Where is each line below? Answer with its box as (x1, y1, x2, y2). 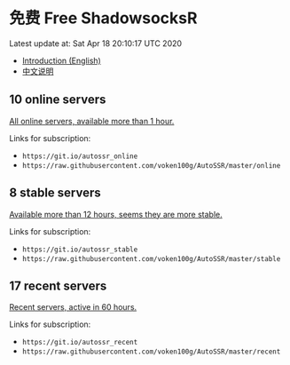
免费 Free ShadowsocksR (9, 8, 198, 28)
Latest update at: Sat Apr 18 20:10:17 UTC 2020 (9, 37, 183, 49)
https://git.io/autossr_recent (21, 338, 138, 347)
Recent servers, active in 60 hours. (9, 302, 137, 313)
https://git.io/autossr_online (21, 152, 138, 161)
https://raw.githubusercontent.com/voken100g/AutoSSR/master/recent (21, 347, 281, 356)
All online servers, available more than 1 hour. (9, 115, 175, 126)
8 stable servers (9, 186, 101, 201)
